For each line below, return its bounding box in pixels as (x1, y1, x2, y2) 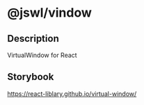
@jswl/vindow (7, 5, 93, 21)
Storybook (7, 71, 54, 83)
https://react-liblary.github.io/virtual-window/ (7, 89, 137, 98)
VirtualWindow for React (7, 51, 78, 59)
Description (7, 33, 59, 45)
